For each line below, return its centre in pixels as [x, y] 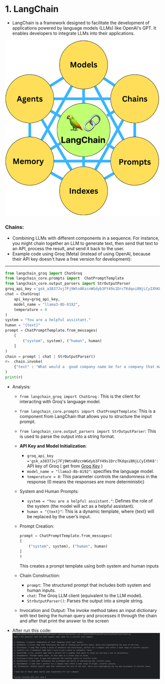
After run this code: [32, 631]
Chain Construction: [40, 575]
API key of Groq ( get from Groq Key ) [65, 466]
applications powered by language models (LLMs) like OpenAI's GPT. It [84, 28]
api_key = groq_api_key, [37, 299]
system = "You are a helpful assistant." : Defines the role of [90, 501]
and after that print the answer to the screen [64, 621]
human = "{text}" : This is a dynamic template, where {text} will [91, 511]
